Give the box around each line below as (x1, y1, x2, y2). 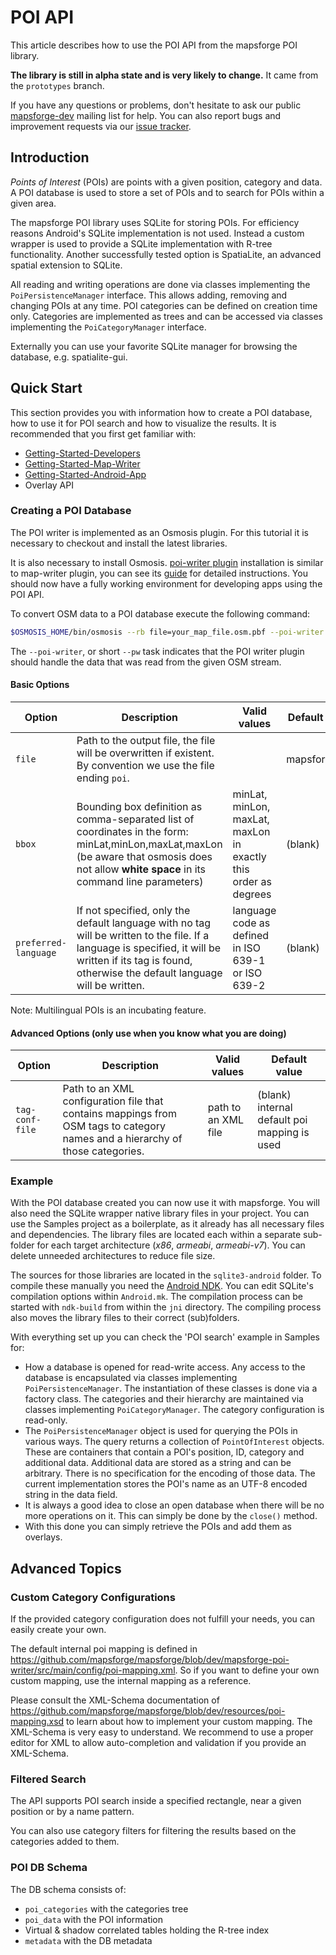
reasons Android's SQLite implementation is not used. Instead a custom (10, 227, 305, 239)
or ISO (232, 966, 263, 980)
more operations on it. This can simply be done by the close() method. (24, 1510, 318, 1522)
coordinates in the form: (76, 824, 189, 838)
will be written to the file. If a (76, 928, 210, 942)
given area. (10, 197, 57, 209)
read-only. (24, 1414, 68, 1426)
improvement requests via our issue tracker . (10, 120, 192, 132)
